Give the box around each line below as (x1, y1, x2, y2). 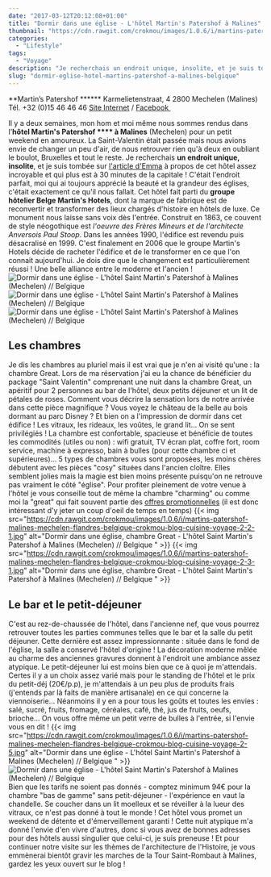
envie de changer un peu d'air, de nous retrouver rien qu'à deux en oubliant (8, 144, 260, 153)
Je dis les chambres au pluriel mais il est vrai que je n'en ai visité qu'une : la (8, 360, 261, 370)
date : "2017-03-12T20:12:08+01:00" (8, 11, 128, 20)
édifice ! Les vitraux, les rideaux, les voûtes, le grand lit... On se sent (8, 420, 236, 430)
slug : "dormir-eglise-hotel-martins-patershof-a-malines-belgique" (8, 72, 240, 80)
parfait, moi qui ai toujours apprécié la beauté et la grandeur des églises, (8, 178, 250, 188)
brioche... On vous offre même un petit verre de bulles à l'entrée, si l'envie (8, 713, 256, 723)
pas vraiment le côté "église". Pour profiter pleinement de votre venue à (8, 480, 247, 490)
